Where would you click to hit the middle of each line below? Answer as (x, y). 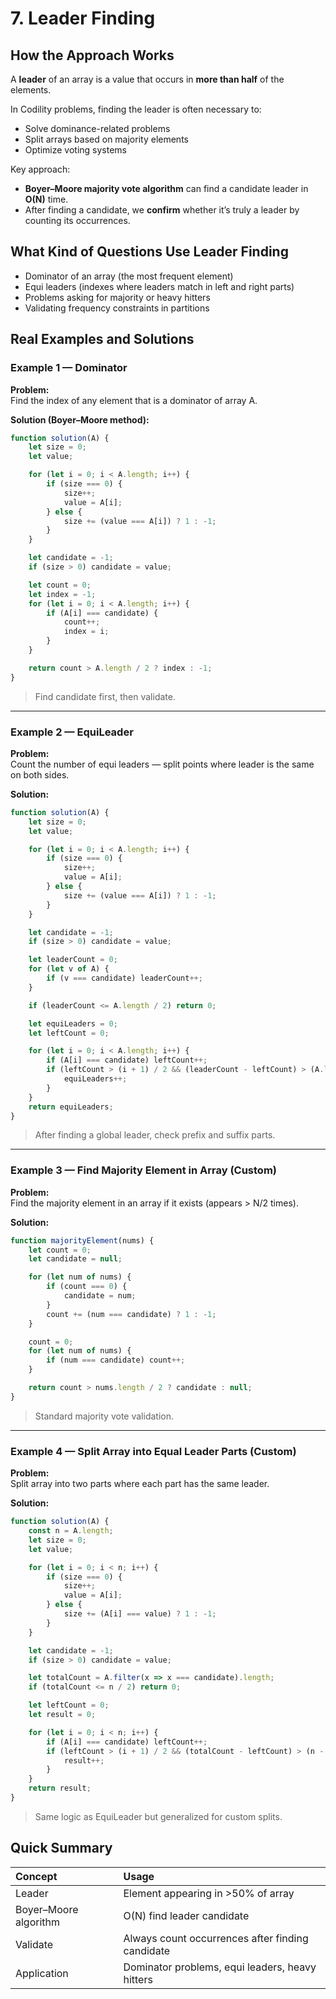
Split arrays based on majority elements (106, 139)
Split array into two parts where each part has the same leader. (140, 1484)
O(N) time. (46, 199)
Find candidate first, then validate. (105, 696)
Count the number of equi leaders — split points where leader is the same (162, 764)
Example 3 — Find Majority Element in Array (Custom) (143, 1170)
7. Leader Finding (83, 18)
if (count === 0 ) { (87, 1287)
